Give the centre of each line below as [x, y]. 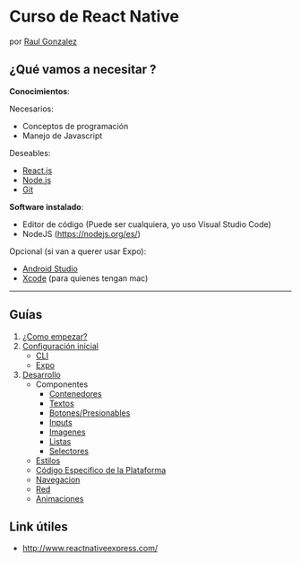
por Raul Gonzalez [43, 41]
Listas [60, 441]
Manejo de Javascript [62, 136]
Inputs [61, 422]
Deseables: [30, 153]
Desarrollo [41, 374]
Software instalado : [47, 206]
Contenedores [75, 393]
